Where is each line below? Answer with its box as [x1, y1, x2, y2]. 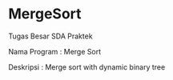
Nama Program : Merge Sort [8, 46, 102, 56]
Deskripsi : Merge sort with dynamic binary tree [8, 62, 166, 72]
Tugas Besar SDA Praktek [8, 31, 94, 41]
